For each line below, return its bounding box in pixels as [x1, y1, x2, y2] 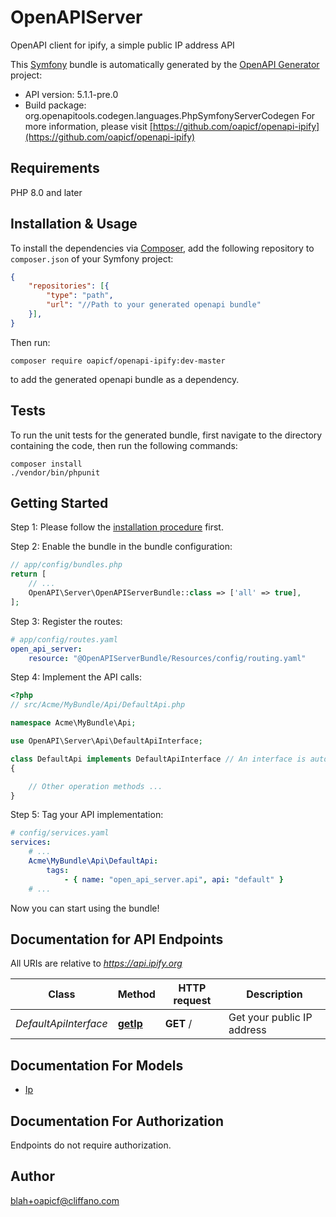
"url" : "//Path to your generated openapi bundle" [46, 300, 262, 310]
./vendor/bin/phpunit [10, 467, 101, 478]
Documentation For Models [10, 1057, 184, 1074]
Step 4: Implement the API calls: [10, 671, 142, 683]
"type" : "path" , [46, 291, 114, 301]
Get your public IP [228, 1011, 313, 1025]
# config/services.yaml [10, 828, 110, 838]
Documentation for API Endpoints [10, 931, 224, 948]
